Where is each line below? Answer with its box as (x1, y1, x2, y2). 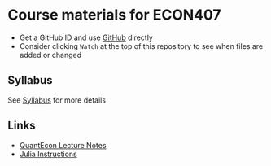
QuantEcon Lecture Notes (19, 140, 107, 150)
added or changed (19, 50, 82, 59)
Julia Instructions (19, 149, 78, 159)
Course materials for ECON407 (7, 6, 221, 24)
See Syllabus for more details (7, 95, 107, 105)
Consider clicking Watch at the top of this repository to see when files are (19, 41, 264, 50)
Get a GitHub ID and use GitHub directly (19, 33, 154, 42)
